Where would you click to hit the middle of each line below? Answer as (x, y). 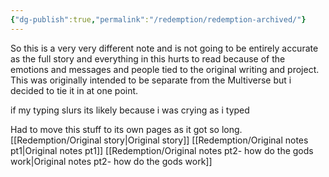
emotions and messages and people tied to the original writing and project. (165, 69)
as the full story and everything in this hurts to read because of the (148, 58)
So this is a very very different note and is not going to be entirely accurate (164, 48)
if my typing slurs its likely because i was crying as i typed (130, 110)
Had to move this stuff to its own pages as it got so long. (126, 129)
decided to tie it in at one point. (74, 90)
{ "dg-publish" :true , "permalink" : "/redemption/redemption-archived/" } (158, 19)
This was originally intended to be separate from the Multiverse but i (151, 80)
